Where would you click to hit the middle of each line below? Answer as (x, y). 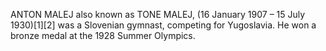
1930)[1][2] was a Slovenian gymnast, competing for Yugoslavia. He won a (163, 25)
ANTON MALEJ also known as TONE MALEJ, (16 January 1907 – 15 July (158, 14)
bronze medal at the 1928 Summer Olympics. (103, 35)
